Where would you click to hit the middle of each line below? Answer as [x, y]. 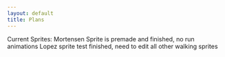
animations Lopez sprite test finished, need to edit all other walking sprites [112, 46]
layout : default [30, 13]
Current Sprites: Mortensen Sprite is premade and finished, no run [101, 39]
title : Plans [26, 20]
